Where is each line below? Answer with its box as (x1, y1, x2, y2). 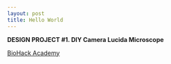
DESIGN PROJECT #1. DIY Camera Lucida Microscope (7, 35, 164, 43)
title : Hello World (7, 17, 64, 23)
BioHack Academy (7, 49, 60, 57)
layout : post (7, 10, 45, 17)
